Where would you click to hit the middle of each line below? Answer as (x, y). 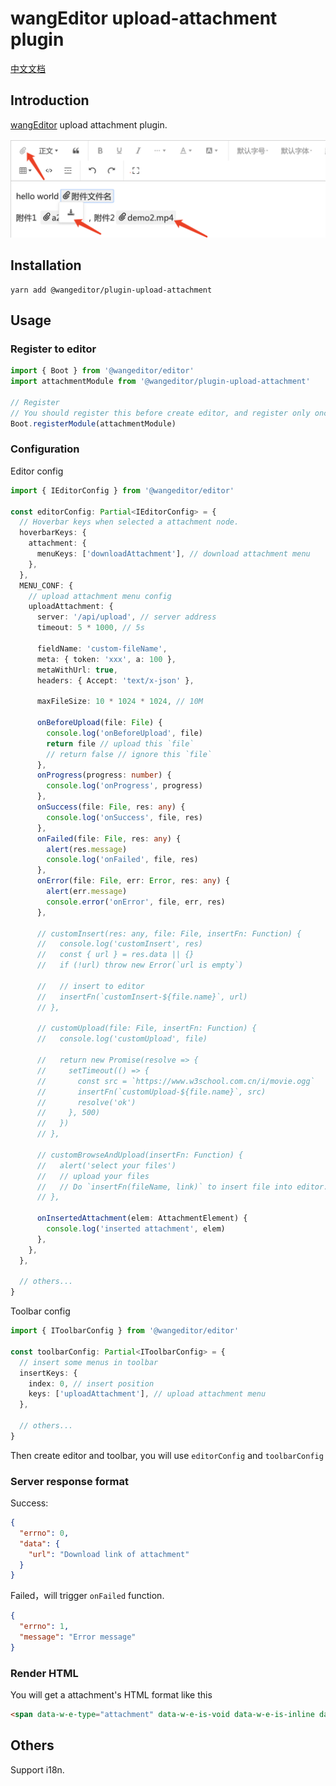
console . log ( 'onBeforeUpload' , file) (124, 733)
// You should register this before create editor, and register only (160, 413)
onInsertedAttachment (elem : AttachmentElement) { (142, 1218)
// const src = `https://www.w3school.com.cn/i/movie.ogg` (175, 1081)
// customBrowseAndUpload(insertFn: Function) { (140, 1155)
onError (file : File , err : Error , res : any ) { (133, 881)
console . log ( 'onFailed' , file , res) (122, 860)
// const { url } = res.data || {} (115, 955)
